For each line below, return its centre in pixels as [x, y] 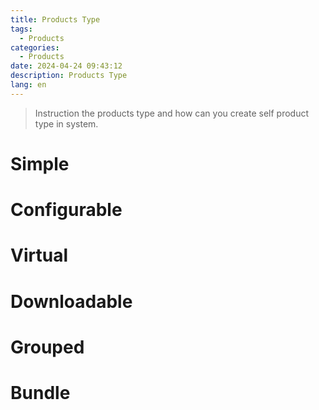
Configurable [66, 210]
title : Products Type [55, 19]
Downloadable [71, 301]
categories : [35, 47]
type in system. [66, 123]
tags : [21, 29]
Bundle [40, 392]
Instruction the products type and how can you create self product [171, 113]
